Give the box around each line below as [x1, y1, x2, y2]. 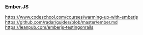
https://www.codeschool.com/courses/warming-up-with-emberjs [5, 14, 139, 20]
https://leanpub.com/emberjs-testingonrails [5, 24, 94, 30]
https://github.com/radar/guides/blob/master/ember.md [5, 19, 118, 25]
